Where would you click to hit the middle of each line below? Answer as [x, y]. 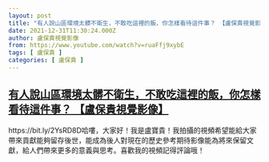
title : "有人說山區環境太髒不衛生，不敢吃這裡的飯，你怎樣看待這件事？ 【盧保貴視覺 [132, 23]
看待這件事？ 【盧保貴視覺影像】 [88, 110]
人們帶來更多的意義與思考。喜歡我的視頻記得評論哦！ [117, 150]
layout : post [30, 16]
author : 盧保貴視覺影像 [44, 38]
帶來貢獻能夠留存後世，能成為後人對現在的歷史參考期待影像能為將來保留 [127, 140]
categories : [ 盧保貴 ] [46, 61]
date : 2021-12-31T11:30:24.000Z [62, 30]
